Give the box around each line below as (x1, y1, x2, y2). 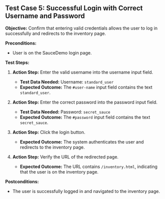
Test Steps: (5, 59, 29, 65)
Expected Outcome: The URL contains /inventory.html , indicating (19, 163, 157, 169)
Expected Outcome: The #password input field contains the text (19, 114, 150, 120)
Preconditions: (5, 40, 36, 46)
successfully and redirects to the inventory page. (5, 30, 106, 36)
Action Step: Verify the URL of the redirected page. (12, 153, 119, 159)
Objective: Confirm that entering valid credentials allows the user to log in (5, 25, 158, 31)
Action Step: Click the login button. (12, 129, 85, 135)
